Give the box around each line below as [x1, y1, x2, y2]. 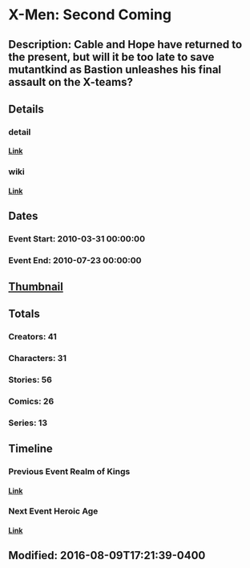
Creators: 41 [8, 331, 58, 342]
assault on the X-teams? [8, 75, 134, 89]
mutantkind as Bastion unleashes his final [8, 63, 222, 76]
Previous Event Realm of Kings [8, 465, 131, 477]
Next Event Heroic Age [8, 505, 99, 517]
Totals [8, 307, 40, 321]
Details [8, 102, 44, 116]
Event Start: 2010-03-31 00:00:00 [8, 233, 146, 245]
